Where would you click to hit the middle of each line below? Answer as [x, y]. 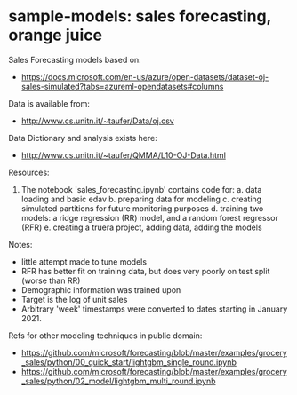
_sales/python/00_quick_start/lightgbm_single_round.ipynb [129, 362]
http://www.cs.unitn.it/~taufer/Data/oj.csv [97, 121]
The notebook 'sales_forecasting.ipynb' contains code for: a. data [141, 189]
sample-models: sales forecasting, [140, 16]
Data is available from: [49, 103]
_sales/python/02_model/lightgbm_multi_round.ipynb [118, 381]
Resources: [29, 172]
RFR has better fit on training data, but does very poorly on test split [145, 271]
